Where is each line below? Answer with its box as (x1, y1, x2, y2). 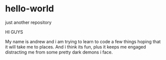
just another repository (5, 19, 52, 25)
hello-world (5, 3, 55, 14)
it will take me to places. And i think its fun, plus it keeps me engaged (5, 44, 146, 50)
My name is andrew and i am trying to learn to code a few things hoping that (5, 38, 161, 45)
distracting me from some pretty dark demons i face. (5, 49, 113, 55)
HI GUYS (5, 29, 23, 35)
